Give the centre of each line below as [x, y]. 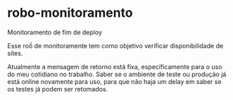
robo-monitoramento [70, 13]
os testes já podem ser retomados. [58, 89]
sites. [15, 53]
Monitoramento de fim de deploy [55, 32]
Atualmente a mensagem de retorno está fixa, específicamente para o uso [115, 66]
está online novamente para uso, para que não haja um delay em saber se [114, 81]
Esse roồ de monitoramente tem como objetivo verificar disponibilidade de [115, 45]
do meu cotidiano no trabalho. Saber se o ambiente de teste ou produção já [117, 74]
